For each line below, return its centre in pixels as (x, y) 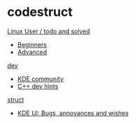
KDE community (40, 79)
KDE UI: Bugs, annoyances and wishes (73, 113)
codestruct (40, 12)
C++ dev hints (38, 86)
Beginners (32, 44)
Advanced (32, 52)
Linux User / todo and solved (49, 31)
